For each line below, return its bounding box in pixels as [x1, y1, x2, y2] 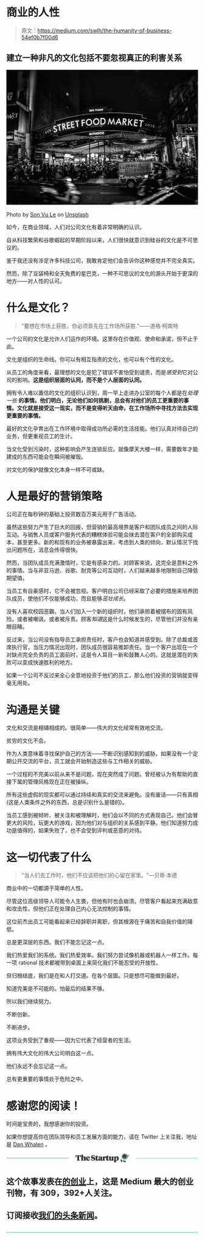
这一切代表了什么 [6, 850, 92, 864]
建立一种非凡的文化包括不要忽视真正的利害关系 [6, 53, 182, 63]
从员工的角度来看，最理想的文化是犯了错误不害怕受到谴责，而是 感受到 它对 [6, 369, 193, 376]
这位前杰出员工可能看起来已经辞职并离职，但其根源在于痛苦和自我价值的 [6, 918, 187, 925]
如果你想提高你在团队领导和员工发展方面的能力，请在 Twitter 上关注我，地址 [6, 1133, 198, 1140]
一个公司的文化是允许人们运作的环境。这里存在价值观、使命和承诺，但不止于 [6, 335, 198, 342]
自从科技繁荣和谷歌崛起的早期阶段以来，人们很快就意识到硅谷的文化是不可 [6, 236, 193, 243]
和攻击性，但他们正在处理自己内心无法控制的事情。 [6, 905, 134, 912]
